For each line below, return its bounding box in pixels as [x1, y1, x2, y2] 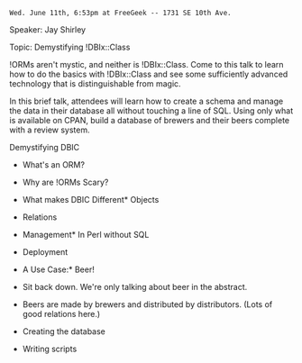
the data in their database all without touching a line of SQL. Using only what [9, 105, 294, 116]
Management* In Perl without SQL [22, 230, 150, 240]
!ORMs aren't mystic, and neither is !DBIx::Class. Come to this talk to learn [9, 59, 284, 69]
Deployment [22, 247, 69, 257]
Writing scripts [22, 343, 78, 354]
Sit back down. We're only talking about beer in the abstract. [22, 282, 248, 292]
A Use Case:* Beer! [22, 264, 95, 275]
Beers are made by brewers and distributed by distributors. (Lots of [22, 299, 273, 310]
